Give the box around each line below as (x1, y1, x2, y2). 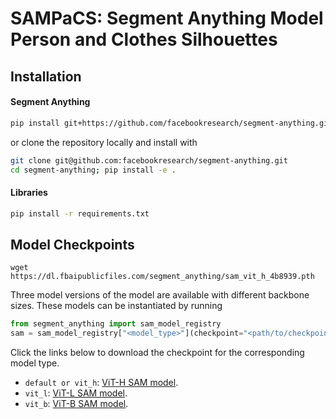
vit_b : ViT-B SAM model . (24, 398, 129, 410)
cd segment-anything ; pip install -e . (10, 165, 177, 175)
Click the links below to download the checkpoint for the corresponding (10, 347, 305, 359)
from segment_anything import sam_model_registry (10, 319, 222, 329)
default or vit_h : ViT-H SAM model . (24, 377, 179, 389)
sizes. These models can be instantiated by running (10, 300, 223, 312)
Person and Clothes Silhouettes (10, 28, 278, 51)
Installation (10, 68, 82, 85)
